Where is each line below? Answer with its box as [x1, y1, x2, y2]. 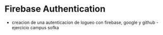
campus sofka [30, 24, 59, 30]
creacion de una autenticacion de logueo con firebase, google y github [11, 19, 156, 25]
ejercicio [11, 24, 29, 30]
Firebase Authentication [4, 3, 106, 15]
